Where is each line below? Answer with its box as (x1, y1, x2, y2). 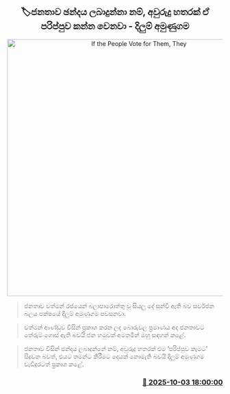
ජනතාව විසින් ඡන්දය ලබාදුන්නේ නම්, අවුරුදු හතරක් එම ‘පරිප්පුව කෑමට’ (23, 344, 208, 352)
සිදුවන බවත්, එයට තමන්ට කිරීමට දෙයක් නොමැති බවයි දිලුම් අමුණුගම (23, 352, 205, 360)
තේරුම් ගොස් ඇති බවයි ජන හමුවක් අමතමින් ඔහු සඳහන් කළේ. (23, 330, 186, 338)
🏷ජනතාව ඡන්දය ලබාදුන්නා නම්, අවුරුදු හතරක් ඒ (21, 6, 209, 18)
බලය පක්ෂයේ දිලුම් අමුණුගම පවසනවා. (23, 309, 127, 317)
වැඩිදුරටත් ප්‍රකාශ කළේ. (23, 360, 84, 368)
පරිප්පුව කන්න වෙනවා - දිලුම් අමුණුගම (40, 21, 190, 32)
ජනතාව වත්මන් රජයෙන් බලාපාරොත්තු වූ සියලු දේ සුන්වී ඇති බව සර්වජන (23, 301, 214, 310)
